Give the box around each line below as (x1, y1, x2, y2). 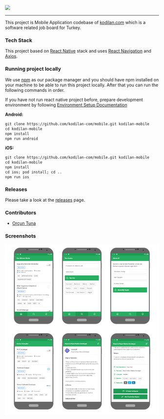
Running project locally (5, 66, 61, 73)
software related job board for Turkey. (5, 25, 82, 30)
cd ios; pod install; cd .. (5, 169, 62, 175)
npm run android (5, 136, 38, 141)
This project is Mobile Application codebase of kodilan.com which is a (5, 20, 145, 25)
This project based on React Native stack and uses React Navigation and (5, 48, 151, 54)
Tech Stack (5, 37, 33, 44)
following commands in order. (5, 87, 65, 93)
